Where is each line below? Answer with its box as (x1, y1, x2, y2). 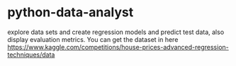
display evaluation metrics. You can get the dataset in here (7, 35, 179, 43)
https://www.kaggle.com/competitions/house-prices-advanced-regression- (7, 43, 229, 51)
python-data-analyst (7, 4, 134, 21)
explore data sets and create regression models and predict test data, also (7, 28, 225, 36)
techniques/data (7, 50, 55, 59)
